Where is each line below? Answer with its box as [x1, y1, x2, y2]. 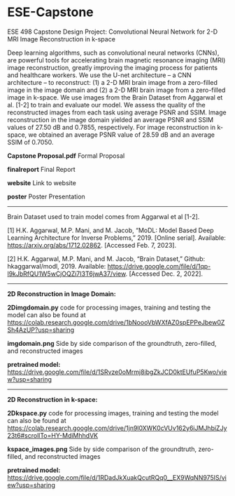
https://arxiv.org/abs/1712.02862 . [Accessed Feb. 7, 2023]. [7, 241, 177, 249]
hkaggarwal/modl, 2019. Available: [7, 262, 106, 270]
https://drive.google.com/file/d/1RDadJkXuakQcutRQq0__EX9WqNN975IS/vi [7, 473, 227, 481]
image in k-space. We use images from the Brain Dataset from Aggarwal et [7, 93, 223, 102]
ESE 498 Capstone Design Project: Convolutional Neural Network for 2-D [7, 27, 218, 36]
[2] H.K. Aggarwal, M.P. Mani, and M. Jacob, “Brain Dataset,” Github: [7, 254, 206, 263]
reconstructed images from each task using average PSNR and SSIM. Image [7, 108, 227, 116]
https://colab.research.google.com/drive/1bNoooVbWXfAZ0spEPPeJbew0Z [7, 318, 225, 326]
